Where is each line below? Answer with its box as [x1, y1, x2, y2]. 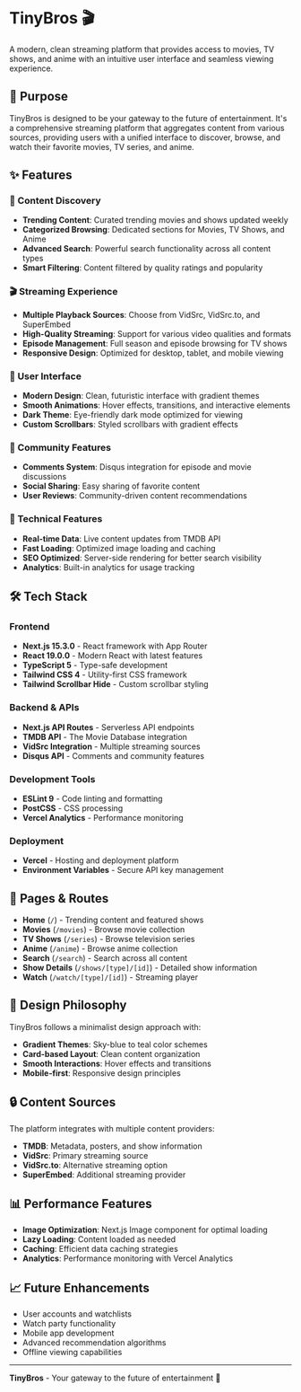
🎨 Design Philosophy [9, 998, 127, 1013]
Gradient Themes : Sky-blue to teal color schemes [21, 1039, 208, 1050]
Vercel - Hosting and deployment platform [21, 855, 179, 866]
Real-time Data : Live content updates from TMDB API [21, 533, 221, 544]
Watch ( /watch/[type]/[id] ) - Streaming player [21, 972, 199, 982]
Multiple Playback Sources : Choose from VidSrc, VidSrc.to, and [21, 309, 261, 320]
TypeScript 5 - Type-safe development [21, 660, 168, 671]
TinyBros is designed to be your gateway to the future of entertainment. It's [9, 112, 288, 123]
